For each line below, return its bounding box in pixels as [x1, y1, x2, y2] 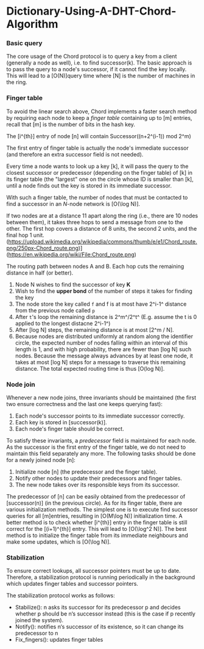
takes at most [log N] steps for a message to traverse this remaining [15, 358, 186, 366]
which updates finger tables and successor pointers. [6, 580, 139, 588]
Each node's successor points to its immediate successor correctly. [15, 412, 185, 419]
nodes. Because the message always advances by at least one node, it [15, 352, 193, 359]
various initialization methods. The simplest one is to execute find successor [6, 506, 198, 513]
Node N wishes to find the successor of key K [15, 281, 131, 288]
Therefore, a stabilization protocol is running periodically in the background [6, 574, 195, 581]
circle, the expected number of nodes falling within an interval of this [15, 339, 188, 346]
